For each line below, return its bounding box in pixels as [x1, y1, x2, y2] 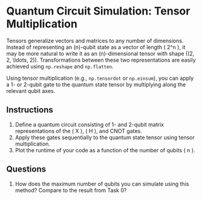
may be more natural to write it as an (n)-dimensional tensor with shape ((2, [6, 50, 195, 57]
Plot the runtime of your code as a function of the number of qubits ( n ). [15, 146, 195, 153]
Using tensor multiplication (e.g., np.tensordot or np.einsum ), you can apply [6, 74, 194, 82]
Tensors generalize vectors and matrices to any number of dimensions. [6, 37, 184, 44]
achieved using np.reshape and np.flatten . [6, 62, 114, 70]
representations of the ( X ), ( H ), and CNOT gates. [15, 127, 142, 134]
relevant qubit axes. [6, 87, 56, 94]
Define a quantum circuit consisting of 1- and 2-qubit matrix [15, 121, 165, 128]
